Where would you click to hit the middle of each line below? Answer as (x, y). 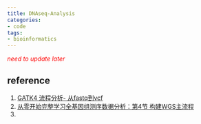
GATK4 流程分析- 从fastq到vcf (60, 98)
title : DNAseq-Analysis (41, 13)
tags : (15, 33)
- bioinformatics (32, 39)
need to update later (36, 59)
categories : (24, 20)
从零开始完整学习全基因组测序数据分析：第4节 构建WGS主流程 (105, 106)
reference (29, 80)
